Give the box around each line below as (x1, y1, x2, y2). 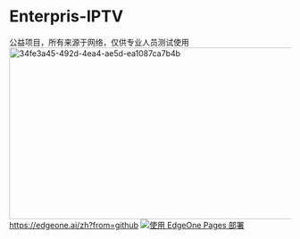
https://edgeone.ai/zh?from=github (9, 219, 139, 230)
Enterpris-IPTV (9, 6, 123, 27)
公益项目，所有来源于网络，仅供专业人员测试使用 (9, 37, 189, 47)
